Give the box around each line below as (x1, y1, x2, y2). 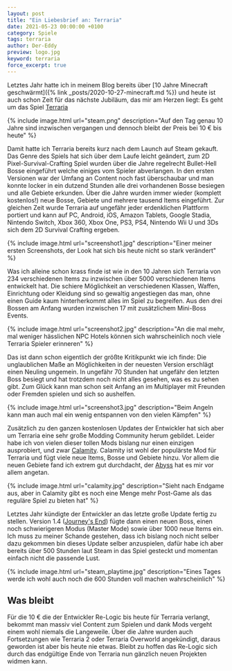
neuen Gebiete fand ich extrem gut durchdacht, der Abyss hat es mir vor (7, 460, 214, 469)
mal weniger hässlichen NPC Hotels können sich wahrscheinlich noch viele (7, 332, 222, 340)
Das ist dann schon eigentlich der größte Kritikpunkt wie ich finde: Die (7, 353, 206, 361)
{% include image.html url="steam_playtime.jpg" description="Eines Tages (7, 567, 222, 575)
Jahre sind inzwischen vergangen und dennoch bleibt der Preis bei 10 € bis (7, 123, 222, 132)
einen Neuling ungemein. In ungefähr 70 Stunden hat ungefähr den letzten (7, 367, 220, 376)
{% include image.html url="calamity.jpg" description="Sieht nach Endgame (7, 481, 224, 489)
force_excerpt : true (7, 62, 67, 69)
